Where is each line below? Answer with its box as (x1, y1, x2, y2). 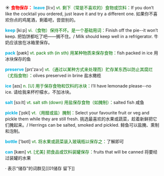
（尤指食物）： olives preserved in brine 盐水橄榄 (5, 73, 101, 78)
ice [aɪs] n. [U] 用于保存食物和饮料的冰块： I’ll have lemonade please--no (5, 83, 152, 88)
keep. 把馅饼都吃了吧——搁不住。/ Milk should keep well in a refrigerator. (5, 34, 153, 39)
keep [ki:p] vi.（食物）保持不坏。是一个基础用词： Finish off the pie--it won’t (5, 27, 158, 33)
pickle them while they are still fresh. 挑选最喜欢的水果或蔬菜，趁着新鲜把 (5, 116, 153, 122)
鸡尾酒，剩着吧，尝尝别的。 (22, 17, 78, 22)
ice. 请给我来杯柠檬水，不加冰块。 (5, 89, 74, 95)
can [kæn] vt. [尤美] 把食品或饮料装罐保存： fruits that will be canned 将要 (5, 149, 153, 154)
